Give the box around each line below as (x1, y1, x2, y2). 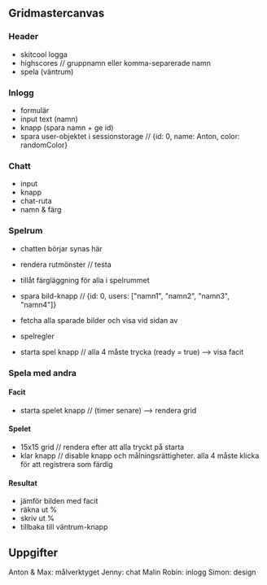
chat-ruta (20, 196, 52, 206)
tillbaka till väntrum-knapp (20, 522, 108, 532)
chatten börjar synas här (20, 243, 103, 253)
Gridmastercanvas (8, 7, 105, 20)
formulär (20, 105, 50, 115)
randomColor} (20, 140, 68, 150)
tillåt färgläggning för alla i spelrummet (20, 275, 150, 285)
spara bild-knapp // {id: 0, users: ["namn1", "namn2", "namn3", (20, 290, 230, 300)
